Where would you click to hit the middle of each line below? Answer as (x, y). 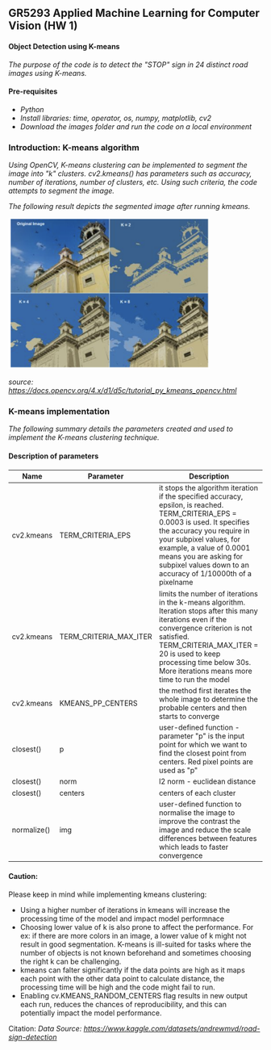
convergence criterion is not (205, 628)
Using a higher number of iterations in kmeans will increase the (125, 910)
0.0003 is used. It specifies (204, 522)
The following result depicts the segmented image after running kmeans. (129, 207)
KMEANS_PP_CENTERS (99, 703)
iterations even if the (193, 619)
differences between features (208, 838)
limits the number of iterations (208, 593)
